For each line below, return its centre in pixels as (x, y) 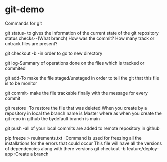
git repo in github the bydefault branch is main (53, 118)
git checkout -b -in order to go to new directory (54, 53)
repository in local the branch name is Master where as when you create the (84, 113)
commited (15, 68)
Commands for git (24, 23)
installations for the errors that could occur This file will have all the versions (84, 143)
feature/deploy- (143, 148)
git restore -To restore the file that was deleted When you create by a (76, 108)
